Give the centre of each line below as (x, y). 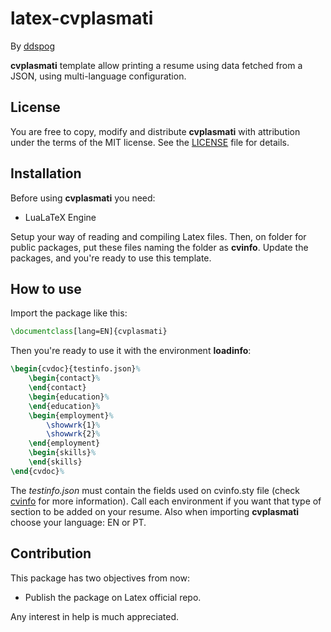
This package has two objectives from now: (100, 578)
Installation (46, 173)
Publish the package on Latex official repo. (113, 597)
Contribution (51, 553)
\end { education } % (64, 406)
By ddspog (33, 46)
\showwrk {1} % (73, 425)
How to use (46, 288)
